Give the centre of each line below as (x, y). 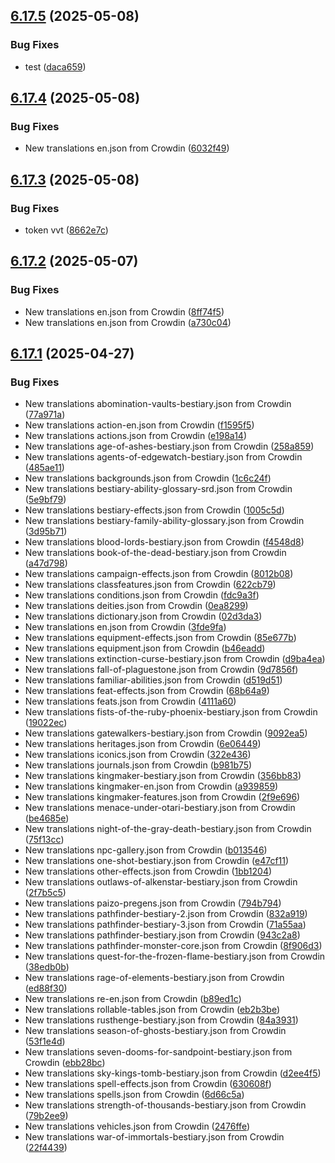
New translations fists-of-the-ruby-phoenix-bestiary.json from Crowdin (171, 712)
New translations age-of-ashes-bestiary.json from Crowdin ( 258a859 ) (169, 446)
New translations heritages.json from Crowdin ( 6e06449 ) (143, 744)
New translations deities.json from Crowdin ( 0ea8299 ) (136, 606)
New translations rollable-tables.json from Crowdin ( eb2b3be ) (152, 1010)
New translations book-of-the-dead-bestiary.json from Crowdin (155, 553)
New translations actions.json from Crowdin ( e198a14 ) (135, 436)
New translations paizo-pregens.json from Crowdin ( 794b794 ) (153, 903)
